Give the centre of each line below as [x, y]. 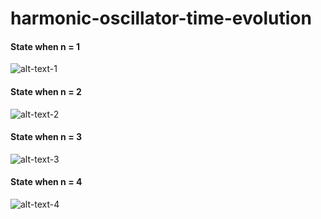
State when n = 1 [45, 46]
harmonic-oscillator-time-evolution [161, 18]
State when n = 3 [46, 137]
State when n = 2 [46, 91]
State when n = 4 [46, 182]
